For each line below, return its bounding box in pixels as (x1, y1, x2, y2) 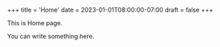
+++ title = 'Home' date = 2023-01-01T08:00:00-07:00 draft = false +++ (7, 6, 214, 14)
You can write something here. (7, 32, 95, 40)
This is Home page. (7, 19, 63, 27)
